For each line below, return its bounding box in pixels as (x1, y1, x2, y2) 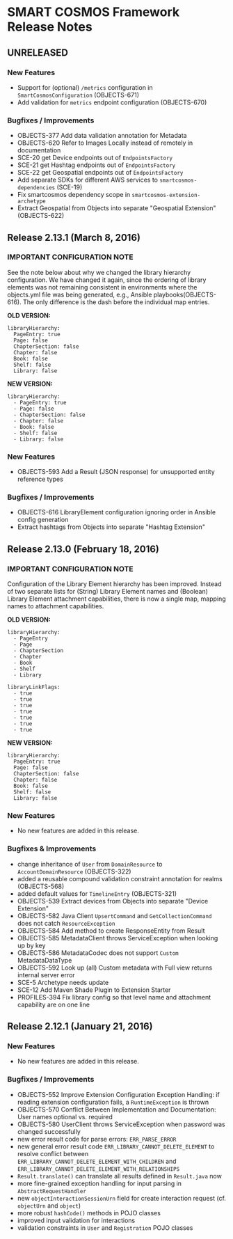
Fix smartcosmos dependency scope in (17, 191, 131, 199)
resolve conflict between (17, 1149, 89, 1158)
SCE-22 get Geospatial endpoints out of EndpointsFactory (17, 168, 184, 177)
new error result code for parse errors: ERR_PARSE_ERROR (17, 1135, 177, 1143)
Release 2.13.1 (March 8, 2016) (7, 231, 141, 244)
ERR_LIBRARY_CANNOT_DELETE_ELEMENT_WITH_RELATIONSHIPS (17, 1165, 180, 1173)
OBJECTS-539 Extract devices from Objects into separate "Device (17, 897, 209, 905)
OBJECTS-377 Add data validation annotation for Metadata (17, 132, 187, 140)
